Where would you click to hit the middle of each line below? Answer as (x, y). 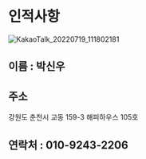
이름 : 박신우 (37, 66)
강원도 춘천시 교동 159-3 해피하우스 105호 (73, 117)
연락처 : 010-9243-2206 (69, 145)
